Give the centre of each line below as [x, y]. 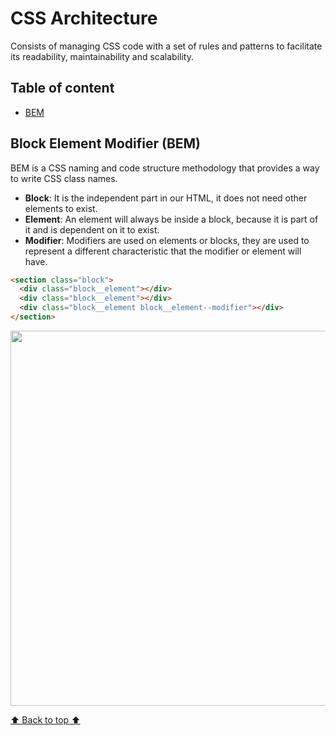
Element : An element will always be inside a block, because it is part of [171, 219]
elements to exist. [61, 208]
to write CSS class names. [64, 178]
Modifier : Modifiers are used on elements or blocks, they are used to [167, 240]
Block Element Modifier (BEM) [106, 143]
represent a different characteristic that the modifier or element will [163, 251]
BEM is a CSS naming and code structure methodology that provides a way [165, 168]
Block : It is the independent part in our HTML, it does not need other [166, 198]
